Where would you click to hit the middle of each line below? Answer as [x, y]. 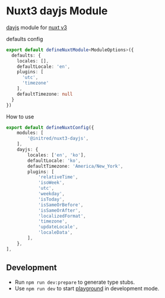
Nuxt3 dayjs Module [57, 11]
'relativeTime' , [58, 177]
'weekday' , [51, 194]
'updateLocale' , [58, 227]
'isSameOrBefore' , [61, 205]
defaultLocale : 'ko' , [54, 161]
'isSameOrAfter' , [59, 210]
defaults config [25, 39]
